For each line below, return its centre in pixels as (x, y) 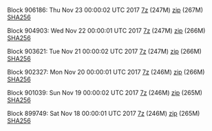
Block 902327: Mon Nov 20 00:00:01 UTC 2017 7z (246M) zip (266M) (106, 72)
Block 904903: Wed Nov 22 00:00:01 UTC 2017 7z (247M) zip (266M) (106, 31)
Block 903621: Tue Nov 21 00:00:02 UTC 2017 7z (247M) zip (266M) (104, 51)
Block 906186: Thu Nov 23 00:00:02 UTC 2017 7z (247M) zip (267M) (105, 10)
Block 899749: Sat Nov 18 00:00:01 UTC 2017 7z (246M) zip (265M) (104, 113)
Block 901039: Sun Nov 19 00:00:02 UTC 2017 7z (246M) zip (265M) (105, 93)
